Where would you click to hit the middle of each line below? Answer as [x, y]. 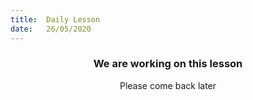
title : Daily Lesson [55, 19]
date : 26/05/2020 [51, 29]
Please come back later [168, 85]
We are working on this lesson [168, 64]
